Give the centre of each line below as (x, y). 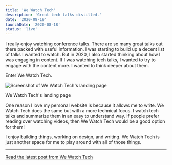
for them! (15, 127)
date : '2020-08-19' (26, 19)
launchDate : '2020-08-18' (33, 24)
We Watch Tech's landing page (38, 95)
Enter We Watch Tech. (29, 75)
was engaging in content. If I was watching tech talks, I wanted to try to (81, 60)
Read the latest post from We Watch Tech (49, 157)
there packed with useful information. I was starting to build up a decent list (85, 49)
